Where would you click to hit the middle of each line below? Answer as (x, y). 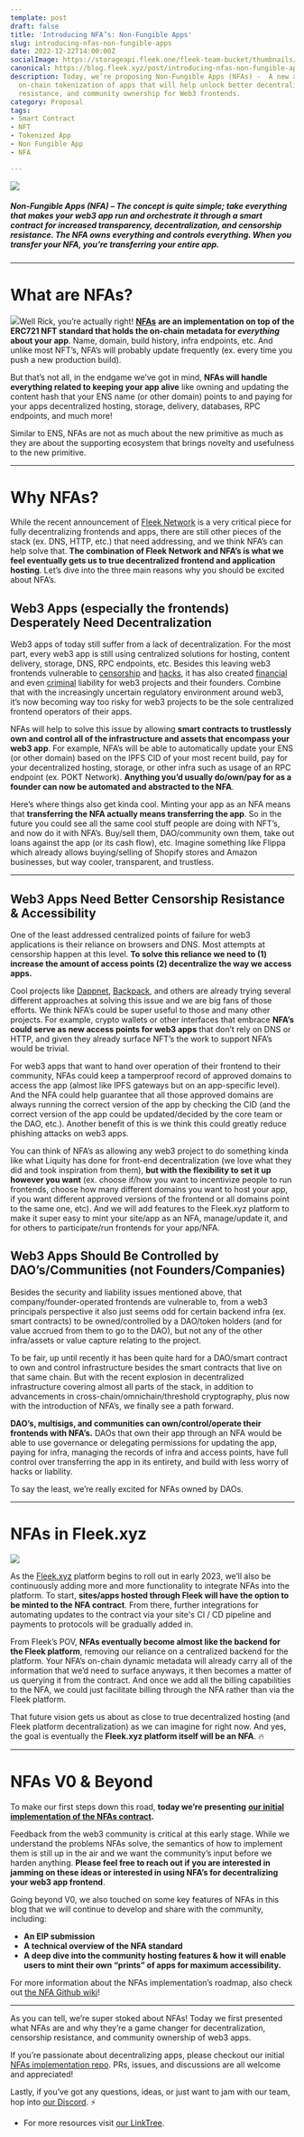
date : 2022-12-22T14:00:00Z (63, 52)
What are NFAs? (72, 294)
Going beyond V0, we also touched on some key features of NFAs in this (144, 1899)
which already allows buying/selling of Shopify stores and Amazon (134, 852)
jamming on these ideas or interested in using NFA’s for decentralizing (144, 1872)
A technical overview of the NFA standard (103, 1945)
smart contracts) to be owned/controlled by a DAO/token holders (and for (147, 1321)
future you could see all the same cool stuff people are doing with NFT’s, (145, 823)
